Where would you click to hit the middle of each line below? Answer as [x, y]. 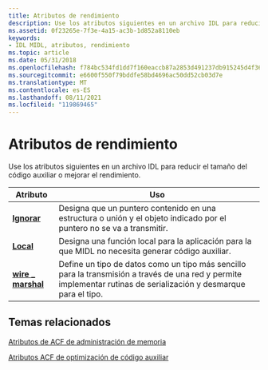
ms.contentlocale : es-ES [49, 90]
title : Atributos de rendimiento [64, 16]
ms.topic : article [39, 53]
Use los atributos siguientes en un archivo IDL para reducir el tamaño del [128, 167]
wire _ [24, 274]
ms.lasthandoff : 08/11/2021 [55, 97]
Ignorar [27, 218]
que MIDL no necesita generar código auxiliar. [145, 251]
